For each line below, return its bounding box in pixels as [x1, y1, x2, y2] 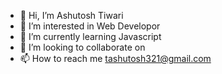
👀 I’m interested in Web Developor [19, 20, 161, 32]
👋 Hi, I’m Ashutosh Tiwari [19, 10, 124, 21]
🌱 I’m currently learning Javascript [19, 31, 162, 42]
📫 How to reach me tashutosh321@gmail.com [19, 53, 212, 64]
